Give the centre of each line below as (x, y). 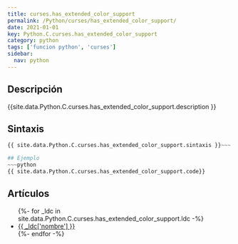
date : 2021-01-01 (33, 27)
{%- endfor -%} (41, 233)
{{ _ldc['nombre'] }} (46, 226)
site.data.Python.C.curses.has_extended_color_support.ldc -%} (111, 218)
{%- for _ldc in (39, 210)
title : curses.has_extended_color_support (71, 14)
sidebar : (20, 54)
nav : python (32, 61)
